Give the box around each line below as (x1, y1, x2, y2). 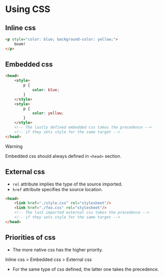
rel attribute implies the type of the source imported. (12, 181, 123, 187)
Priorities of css (5, 233, 56, 242)
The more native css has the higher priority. (12, 246, 103, 252)
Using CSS (5, 4, 50, 15)
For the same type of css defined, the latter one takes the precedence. (12, 266, 159, 272)
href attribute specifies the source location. (12, 186, 103, 192)
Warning (5, 143, 23, 149)
